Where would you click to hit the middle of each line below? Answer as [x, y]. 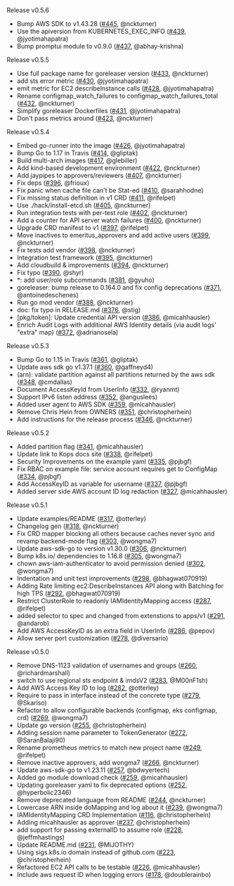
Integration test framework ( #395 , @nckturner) [85, 257]
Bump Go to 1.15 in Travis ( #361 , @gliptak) [77, 359]
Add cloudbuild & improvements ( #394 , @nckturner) [93, 265]
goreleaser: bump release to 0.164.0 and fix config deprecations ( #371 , [119, 287]
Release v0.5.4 [28, 132]
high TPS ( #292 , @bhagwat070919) [69, 593]
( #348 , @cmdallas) [45, 382]
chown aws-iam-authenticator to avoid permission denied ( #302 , [111, 563]
